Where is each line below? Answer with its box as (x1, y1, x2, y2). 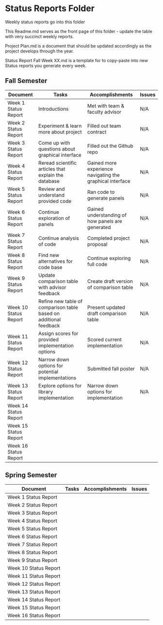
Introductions (38, 105, 69, 112)
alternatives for (38, 258, 73, 265)
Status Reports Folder (5, 3, 95, 14)
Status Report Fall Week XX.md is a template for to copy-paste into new (5, 57, 148, 63)
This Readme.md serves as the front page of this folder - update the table (5, 28, 153, 34)
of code (38, 241, 56, 248)
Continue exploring (87, 254, 131, 261)
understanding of (87, 212, 127, 219)
